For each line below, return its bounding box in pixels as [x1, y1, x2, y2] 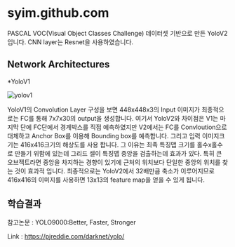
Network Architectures [7, 58, 110, 71]
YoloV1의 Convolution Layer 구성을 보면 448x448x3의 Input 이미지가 [7, 105, 200, 114]
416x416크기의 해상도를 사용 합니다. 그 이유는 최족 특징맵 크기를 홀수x [20, 140, 212, 149]
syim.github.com [7, 5, 109, 21]
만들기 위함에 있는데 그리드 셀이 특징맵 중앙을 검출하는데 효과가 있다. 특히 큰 [14, 149, 222, 157]
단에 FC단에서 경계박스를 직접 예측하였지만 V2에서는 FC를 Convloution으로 [20, 123, 227, 131]
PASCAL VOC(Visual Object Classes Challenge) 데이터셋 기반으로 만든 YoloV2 [7, 29, 228, 37]
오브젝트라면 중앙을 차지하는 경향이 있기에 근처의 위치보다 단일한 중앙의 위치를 [7, 158, 221, 166]
